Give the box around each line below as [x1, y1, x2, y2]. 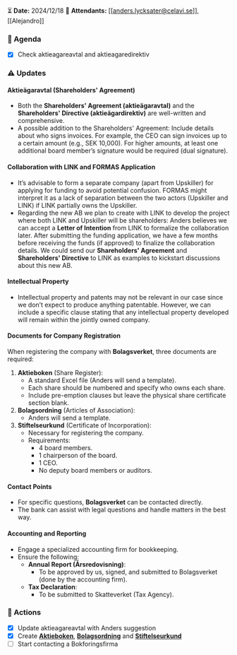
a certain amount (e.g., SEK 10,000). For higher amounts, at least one [17, 139, 219, 148]
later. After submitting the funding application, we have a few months [17, 231, 219, 240]
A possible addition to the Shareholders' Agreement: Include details [17, 124, 214, 133]
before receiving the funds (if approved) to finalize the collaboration [17, 238, 215, 247]
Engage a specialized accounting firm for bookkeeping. [17, 545, 178, 553]
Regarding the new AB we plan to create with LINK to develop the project [17, 208, 230, 217]
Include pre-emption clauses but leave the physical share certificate [28, 391, 226, 400]
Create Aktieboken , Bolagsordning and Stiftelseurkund [17, 632, 182, 640]
